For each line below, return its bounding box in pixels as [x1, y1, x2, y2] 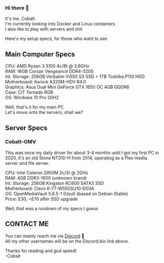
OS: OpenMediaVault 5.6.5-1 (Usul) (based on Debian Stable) [5, 190, 129, 196]
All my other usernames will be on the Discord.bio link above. [5, 238, 130, 244]
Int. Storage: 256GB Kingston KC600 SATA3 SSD [5, 180, 104, 186]
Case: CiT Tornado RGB [5, 89, 53, 95]
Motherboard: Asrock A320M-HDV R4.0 [5, 79, 86, 85]
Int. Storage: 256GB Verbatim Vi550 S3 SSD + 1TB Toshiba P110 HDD [5, 74, 145, 79]
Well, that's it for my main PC [5, 104, 64, 110]
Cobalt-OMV [5, 138, 36, 145]
